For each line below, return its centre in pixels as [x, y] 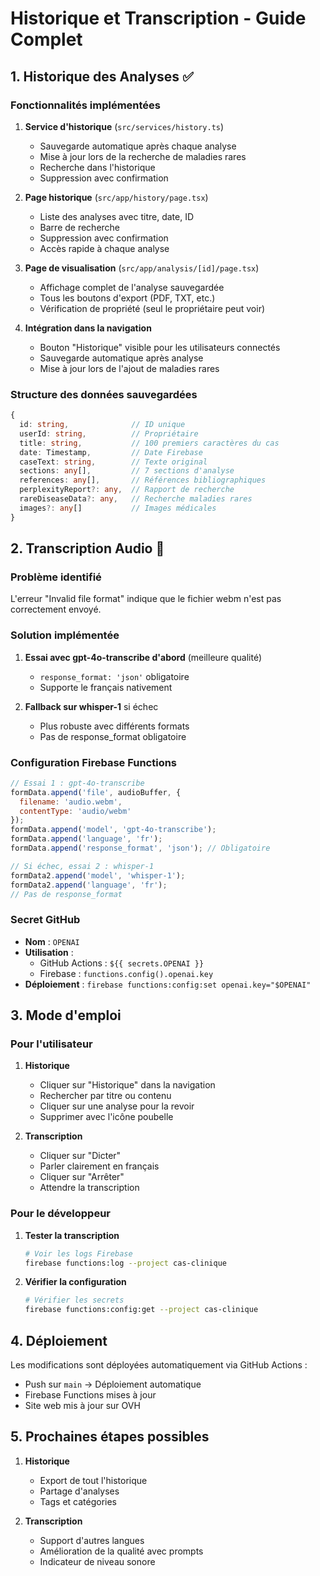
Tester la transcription [72, 1235]
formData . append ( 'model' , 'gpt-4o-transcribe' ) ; [113, 830]
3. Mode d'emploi [66, 1015]
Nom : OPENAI [52, 941]
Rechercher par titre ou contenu [105, 1096]
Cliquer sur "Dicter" [80, 1156]
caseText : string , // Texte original [113, 462]
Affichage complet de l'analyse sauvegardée [132, 287]
